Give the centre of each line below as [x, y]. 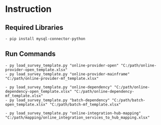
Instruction [28, 9]
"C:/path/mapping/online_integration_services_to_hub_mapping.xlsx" [78, 118]
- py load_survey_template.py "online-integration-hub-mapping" [73, 113]
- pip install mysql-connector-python [45, 39]
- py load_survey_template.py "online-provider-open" [62, 65]
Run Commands [30, 54]
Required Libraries [34, 28]
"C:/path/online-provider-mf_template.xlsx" [52, 78]
